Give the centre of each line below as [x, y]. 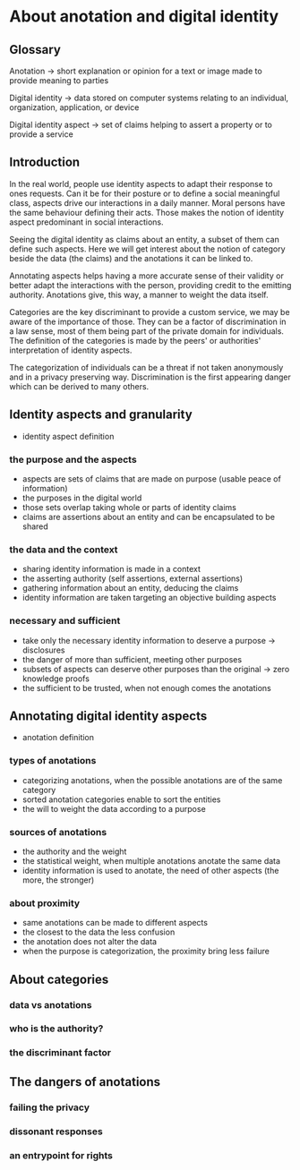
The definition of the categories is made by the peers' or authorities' [135, 340]
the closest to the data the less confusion [99, 932]
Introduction [45, 162]
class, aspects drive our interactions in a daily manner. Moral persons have [147, 202]
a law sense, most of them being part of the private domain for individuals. [147, 331]
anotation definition [58, 738]
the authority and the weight [74, 851]
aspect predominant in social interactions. [86, 222]
